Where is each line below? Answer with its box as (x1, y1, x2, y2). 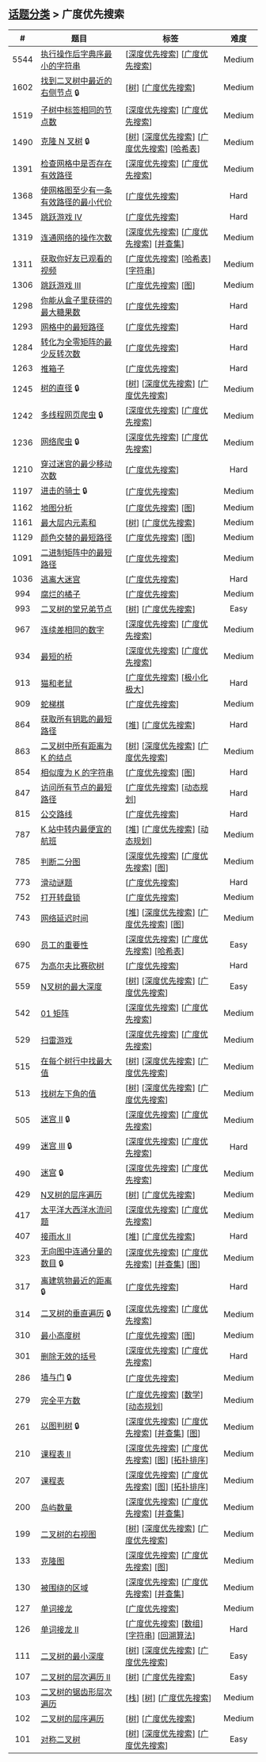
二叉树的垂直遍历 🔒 (40, 1308, 112, 1319)
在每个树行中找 (40, 1055, 97, 1067)
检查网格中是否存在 (40, 158, 112, 169)
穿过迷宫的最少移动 (40, 458, 112, 469)
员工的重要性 (40, 939, 89, 950)
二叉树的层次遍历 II (40, 1672, 111, 1683)
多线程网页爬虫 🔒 (40, 409, 104, 420)
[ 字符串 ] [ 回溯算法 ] (125, 1630, 196, 1641)
